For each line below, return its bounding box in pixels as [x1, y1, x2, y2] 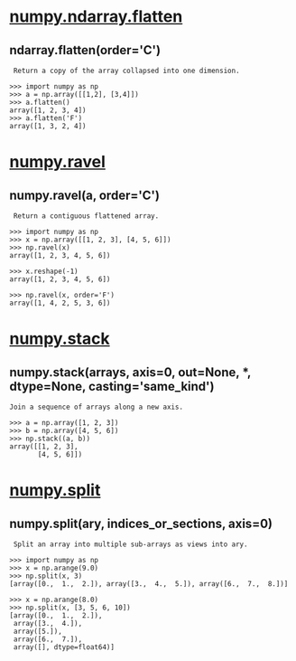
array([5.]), [13, 627, 63, 636]
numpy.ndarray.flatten [9, 6, 183, 27]
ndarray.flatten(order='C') [9, 42, 161, 58]
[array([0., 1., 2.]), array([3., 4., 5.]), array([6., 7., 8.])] [9, 580, 289, 589]
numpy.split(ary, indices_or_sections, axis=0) [9, 515, 273, 531]
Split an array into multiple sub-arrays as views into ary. [13, 540, 248, 549]
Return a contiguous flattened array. [13, 212, 160, 221]
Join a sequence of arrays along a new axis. [9, 402, 183, 411]
